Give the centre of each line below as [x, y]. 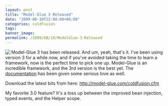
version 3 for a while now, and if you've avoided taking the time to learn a [81, 57]
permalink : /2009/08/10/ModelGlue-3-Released [54, 38]
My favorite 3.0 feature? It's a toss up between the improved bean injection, [84, 93]
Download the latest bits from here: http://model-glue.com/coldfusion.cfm [82, 83]
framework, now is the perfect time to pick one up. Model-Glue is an [76, 63]
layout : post [19, 10]
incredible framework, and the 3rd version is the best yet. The [69, 68]
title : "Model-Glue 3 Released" [39, 15]
